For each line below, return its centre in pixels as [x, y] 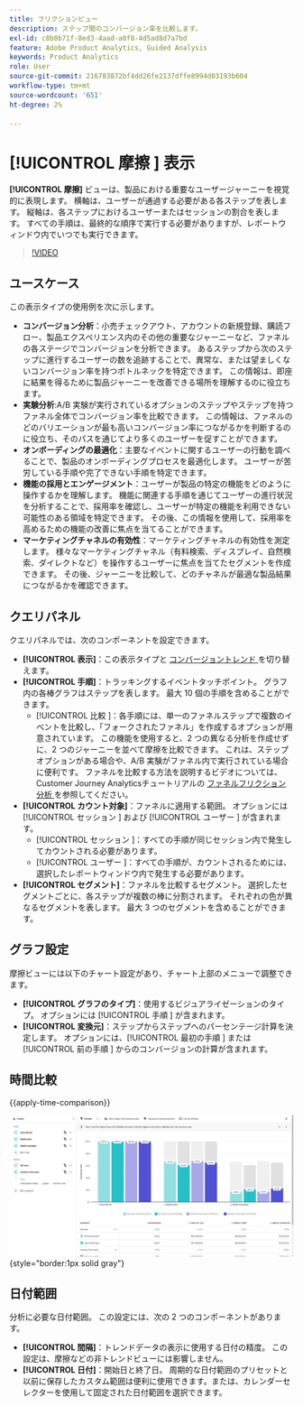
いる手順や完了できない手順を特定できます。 [129, 473]
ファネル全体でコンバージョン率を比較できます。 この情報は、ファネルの [157, 416]
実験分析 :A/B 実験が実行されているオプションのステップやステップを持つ [158, 405]
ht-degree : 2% [36, 105]
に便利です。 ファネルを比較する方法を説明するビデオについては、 [159, 772]
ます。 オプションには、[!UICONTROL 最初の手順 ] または [145, 1037]
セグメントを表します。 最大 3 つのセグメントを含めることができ [158, 907]
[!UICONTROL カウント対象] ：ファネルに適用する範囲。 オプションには [155, 805]
